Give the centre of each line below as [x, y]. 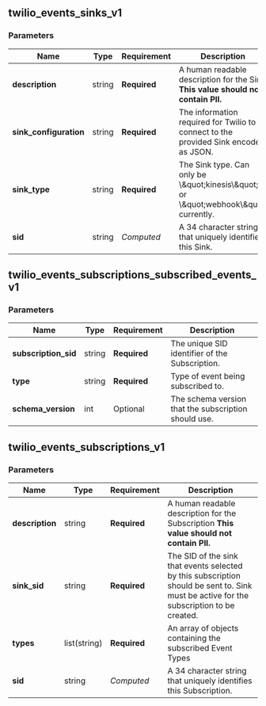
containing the [194, 639]
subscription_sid [44, 353]
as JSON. [196, 151]
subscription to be [201, 605]
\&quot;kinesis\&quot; [218, 184]
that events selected [205, 566]
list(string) [83, 643]
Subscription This [201, 524]
